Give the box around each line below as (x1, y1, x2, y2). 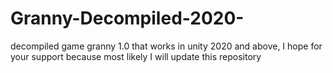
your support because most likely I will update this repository (10, 50, 262, 62)
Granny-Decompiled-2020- (10, 7, 245, 30)
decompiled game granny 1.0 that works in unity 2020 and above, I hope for (10, 40, 323, 52)
